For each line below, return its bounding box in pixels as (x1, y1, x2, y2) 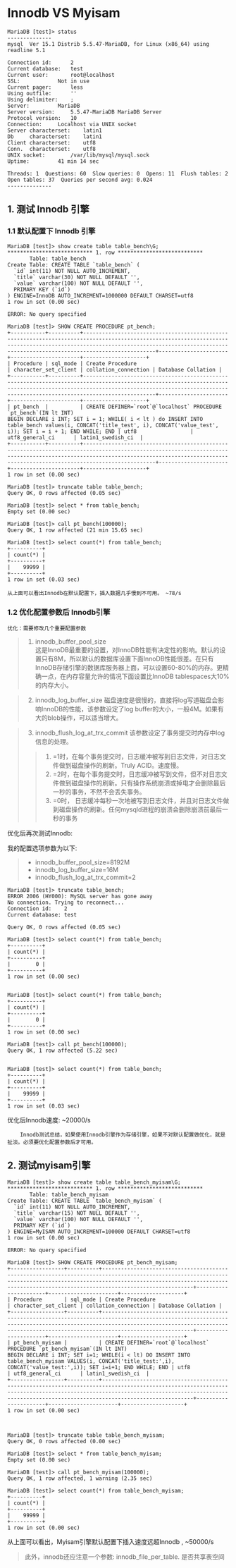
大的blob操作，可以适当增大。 (35, 713, 123, 722)
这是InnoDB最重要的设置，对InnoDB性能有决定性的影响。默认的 (35, 645, 220, 654)
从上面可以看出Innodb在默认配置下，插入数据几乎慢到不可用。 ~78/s (7, 589, 182, 596)
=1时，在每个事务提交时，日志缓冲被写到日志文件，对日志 (52, 752, 221, 761)
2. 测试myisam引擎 (7, 1160, 91, 1172)
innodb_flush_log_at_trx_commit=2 (35, 873, 136, 881)
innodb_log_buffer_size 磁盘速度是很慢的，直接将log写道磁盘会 (35, 696, 218, 704)
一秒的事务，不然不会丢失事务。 (52, 788, 146, 796)
